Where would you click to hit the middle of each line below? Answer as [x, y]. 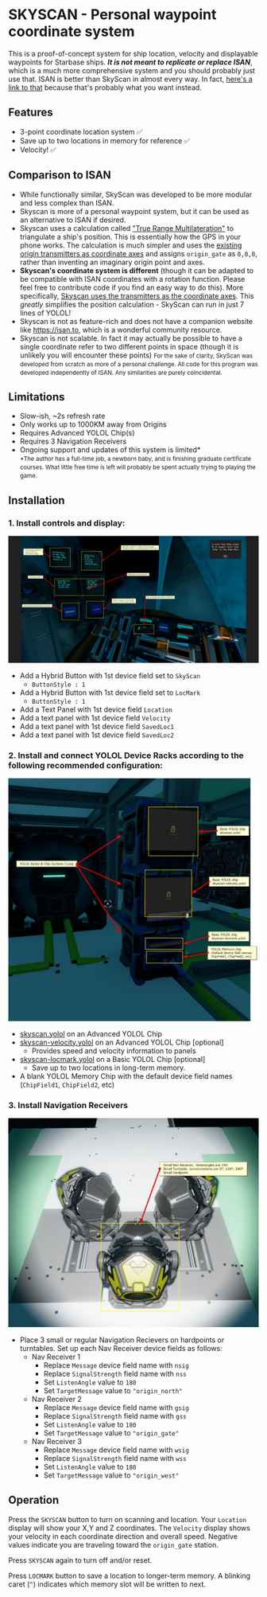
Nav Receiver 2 [56, 1399]
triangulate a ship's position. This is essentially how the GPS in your [130, 236]
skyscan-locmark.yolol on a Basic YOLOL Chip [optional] [112, 1059]
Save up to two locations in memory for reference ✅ [105, 140]
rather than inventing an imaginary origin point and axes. [112, 262]
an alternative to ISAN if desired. [73, 220]
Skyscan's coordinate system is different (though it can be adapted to [137, 270]
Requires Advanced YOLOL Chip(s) [77, 433]
